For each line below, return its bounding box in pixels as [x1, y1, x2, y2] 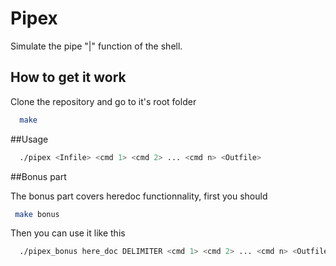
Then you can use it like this [10, 227, 126, 239]
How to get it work [10, 69, 127, 86]
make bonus [14, 209, 60, 219]
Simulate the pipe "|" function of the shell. [10, 40, 183, 52]
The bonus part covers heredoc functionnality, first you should [10, 190, 268, 202]
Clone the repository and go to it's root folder [10, 95, 197, 107]
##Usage [10, 133, 49, 145]
